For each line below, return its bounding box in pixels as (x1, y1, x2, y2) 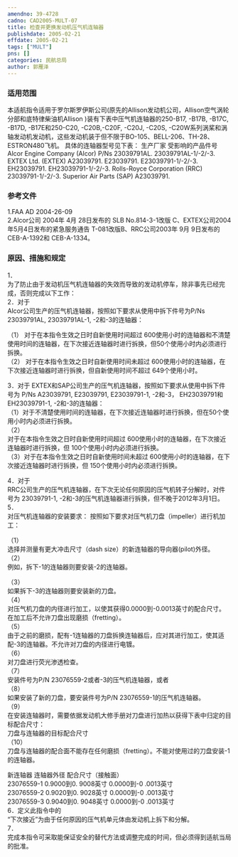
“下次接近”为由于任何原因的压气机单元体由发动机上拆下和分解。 (7, 815, 194, 824)
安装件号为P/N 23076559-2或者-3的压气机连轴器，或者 (7, 675, 169, 683)
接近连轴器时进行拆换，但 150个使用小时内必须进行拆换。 (13, 461, 181, 469)
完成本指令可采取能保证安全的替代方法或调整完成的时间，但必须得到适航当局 (7, 833, 232, 841)
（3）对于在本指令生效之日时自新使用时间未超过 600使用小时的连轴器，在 (7, 452, 224, 461)
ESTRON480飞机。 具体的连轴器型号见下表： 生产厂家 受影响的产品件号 (7, 141, 218, 149)
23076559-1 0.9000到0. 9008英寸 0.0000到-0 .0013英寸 (7, 779, 173, 788)
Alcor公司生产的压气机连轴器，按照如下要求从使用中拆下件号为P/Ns (7, 307, 205, 315)
